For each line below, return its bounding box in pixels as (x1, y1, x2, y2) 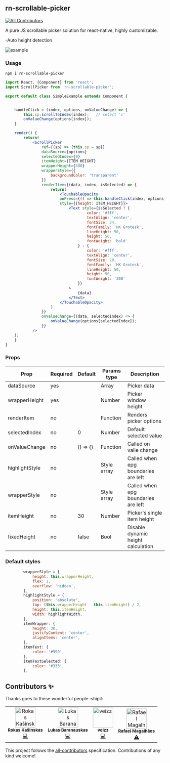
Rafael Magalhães (118, 728, 155, 734)
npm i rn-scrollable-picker (5, 71, 65, 76)
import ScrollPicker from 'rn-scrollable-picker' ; (5, 84, 114, 90)
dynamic (127, 530, 148, 537)
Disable (127, 524, 146, 531)
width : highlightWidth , (32, 612, 82, 617)
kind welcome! (5, 753, 36, 759)
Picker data (127, 382, 154, 389)
